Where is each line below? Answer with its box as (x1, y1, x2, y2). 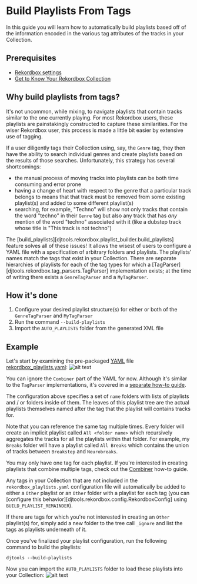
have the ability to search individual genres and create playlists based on (6, 150, 183, 157)
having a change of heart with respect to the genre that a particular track (14, 187, 192, 194)
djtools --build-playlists (6, 555, 72, 561)
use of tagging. (6, 132, 43, 140)
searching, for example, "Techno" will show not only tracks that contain (14, 205, 188, 213)
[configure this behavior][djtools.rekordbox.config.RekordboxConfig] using (6, 496, 187, 503)
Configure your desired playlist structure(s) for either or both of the (14, 306, 178, 313)
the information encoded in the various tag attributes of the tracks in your (6, 29, 184, 36)
